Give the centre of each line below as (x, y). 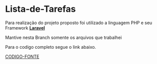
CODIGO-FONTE (22, 56)
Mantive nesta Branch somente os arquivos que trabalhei (64, 37)
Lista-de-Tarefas (40, 9)
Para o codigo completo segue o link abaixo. (51, 47)
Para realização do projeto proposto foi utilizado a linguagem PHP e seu (79, 23)
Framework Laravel (25, 28)
